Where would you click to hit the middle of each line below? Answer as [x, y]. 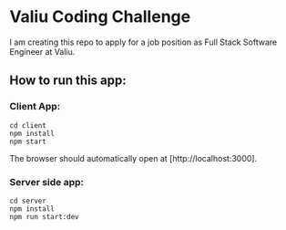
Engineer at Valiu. [42, 51]
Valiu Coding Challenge [100, 17]
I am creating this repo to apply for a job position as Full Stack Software [143, 42]
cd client [28, 125]
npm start [28, 141]
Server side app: [47, 182]
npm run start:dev [44, 216]
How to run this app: [68, 81]
